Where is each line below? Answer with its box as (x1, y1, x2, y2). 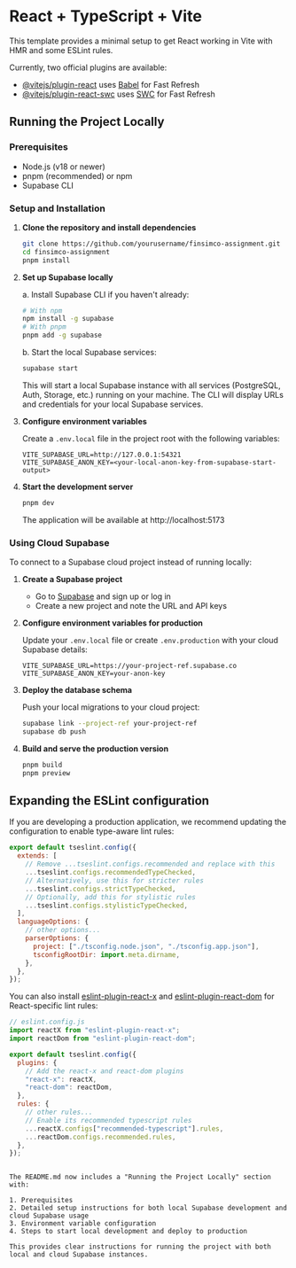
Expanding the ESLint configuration (9, 793, 210, 808)
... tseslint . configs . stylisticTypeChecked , (25, 901, 189, 910)
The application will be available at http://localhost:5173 (21, 514, 225, 525)
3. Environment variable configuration (9, 1219, 157, 1228)
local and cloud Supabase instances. (9, 1250, 149, 1259)
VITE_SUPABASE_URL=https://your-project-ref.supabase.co (21, 662, 238, 671)
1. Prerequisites (9, 1196, 74, 1205)
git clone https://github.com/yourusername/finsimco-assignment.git (21, 239, 281, 248)
